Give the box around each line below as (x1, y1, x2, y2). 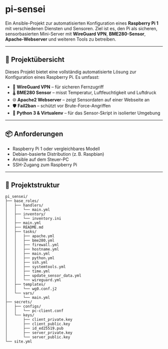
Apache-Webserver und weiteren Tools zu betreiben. (5, 36, 116, 42)
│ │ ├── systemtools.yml (5, 265, 66, 270)
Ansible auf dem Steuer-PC (12, 156, 69, 162)
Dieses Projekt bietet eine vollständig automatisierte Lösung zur (5, 69, 136, 75)
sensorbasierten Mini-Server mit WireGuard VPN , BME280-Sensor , (5, 31, 146, 37)
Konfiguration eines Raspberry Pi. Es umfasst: (5, 74, 100, 80)
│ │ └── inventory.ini (5, 216, 61, 221)
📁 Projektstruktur (5, 181, 60, 189)
